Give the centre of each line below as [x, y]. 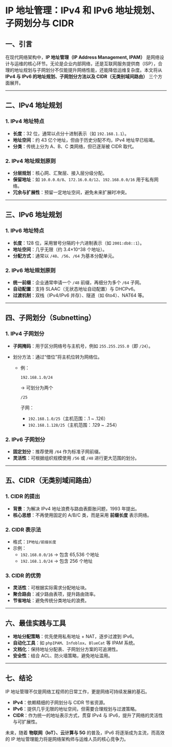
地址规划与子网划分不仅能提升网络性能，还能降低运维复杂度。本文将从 [88, 70]
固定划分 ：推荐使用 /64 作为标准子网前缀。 [58, 451]
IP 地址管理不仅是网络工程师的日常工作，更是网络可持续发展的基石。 [78, 692]
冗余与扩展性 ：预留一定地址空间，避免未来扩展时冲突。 [71, 192]
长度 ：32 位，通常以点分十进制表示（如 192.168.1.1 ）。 [71, 133]
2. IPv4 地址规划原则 [31, 161]
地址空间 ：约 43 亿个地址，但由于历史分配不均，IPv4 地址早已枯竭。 [85, 140]
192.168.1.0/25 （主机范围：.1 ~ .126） [68, 418]
